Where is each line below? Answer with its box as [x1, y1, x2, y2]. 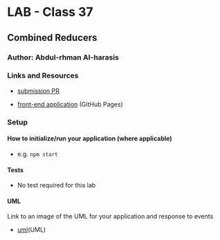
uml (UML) [17, 225, 46, 234]
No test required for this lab [17, 181, 96, 190]
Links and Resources [7, 71, 79, 80]
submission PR [17, 86, 60, 95]
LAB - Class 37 [7, 4, 93, 20]
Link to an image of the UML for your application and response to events [7, 212, 214, 221]
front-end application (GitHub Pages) [17, 100, 123, 108]
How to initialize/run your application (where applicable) [7, 134, 172, 142]
